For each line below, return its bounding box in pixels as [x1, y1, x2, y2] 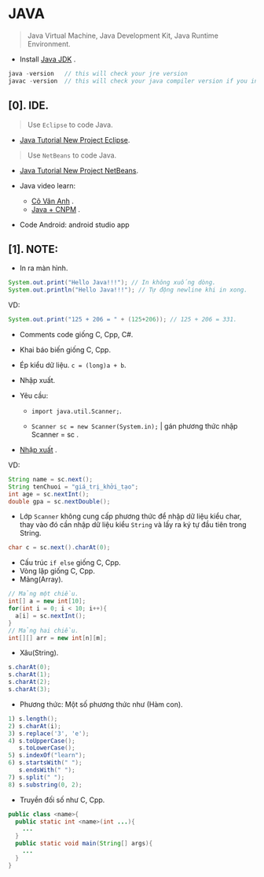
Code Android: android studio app [19, 220, 130, 229]
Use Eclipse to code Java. [27, 120, 113, 129]
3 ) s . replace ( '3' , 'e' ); [8, 730, 90, 738]
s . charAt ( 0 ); [8, 663, 51, 671]
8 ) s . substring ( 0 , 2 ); [8, 781, 82, 789]
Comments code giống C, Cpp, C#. [19, 329, 134, 339]
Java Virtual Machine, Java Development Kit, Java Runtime [27, 31, 218, 40]
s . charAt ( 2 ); [8, 678, 51, 686]
